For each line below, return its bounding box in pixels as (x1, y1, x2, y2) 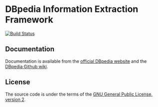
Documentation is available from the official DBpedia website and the (5, 58, 147, 64)
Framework (5, 14, 53, 25)
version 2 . (5, 96, 26, 103)
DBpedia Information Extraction (5, 3, 139, 15)
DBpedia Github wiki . (5, 63, 48, 69)
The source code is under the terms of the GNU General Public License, (5, 91, 153, 97)
